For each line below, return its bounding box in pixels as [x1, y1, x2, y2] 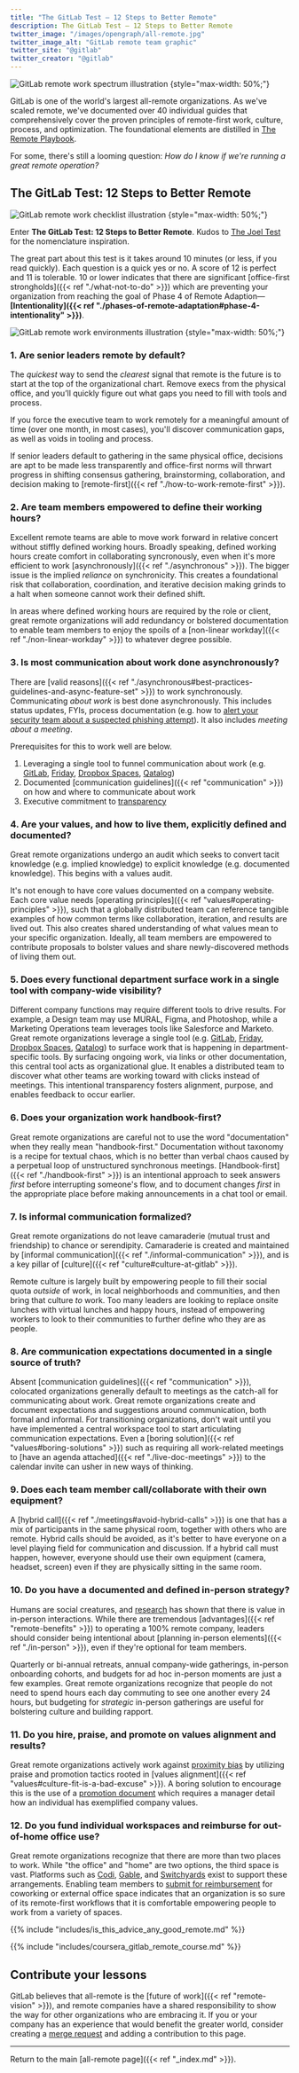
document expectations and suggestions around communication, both [10, 1405, 267, 1416]
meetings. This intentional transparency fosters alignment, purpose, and [10, 1080, 274, 1091]
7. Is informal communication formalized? [10, 1210, 192, 1222]
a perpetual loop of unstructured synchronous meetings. [10, 1159, 216, 1171]
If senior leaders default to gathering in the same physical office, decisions [10, 451, 283, 461]
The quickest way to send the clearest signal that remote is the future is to [10, 369, 282, 380]
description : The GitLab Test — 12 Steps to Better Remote [10, 21, 233, 30]
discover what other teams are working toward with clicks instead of [10, 1071, 260, 1081]
